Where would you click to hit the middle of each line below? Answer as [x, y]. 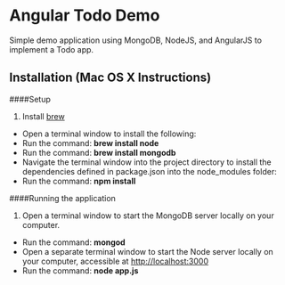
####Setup [30, 99]
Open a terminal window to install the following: [109, 134]
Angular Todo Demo [85, 16]
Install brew [43, 116]
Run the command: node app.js [80, 270]
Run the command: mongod [74, 242]
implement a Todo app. [52, 49]
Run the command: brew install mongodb [99, 152]
